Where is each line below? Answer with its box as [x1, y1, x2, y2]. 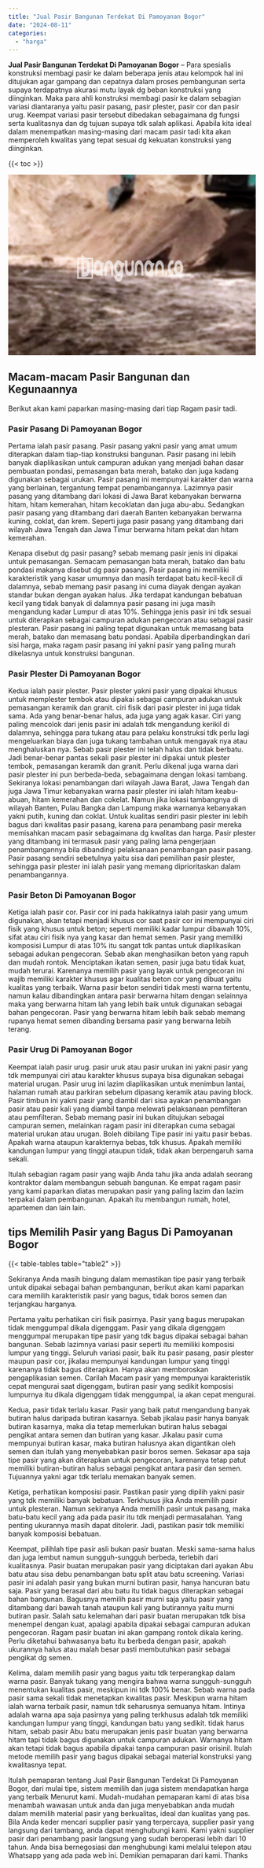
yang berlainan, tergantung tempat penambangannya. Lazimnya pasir [8, 482, 233, 492]
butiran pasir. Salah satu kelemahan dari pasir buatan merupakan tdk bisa [8, 1611, 246, 1620]
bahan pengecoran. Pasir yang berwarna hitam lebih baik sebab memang [8, 1008, 246, 1017]
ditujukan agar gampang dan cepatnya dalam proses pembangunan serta [8, 77, 246, 87]
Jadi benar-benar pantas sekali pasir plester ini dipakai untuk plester [8, 753, 230, 762]
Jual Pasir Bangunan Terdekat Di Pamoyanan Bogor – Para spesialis [8, 60, 232, 70]
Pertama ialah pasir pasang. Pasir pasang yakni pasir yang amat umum [8, 441, 237, 450]
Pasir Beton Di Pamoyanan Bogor [8, 890, 137, 901]
